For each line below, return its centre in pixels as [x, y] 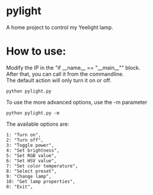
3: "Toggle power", [30, 145]
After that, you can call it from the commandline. [65, 74]
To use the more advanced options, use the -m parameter [77, 102]
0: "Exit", [20, 187]
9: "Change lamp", [29, 176]
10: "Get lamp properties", [41, 181]
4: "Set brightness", [33, 150]
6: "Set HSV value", [32, 161]
